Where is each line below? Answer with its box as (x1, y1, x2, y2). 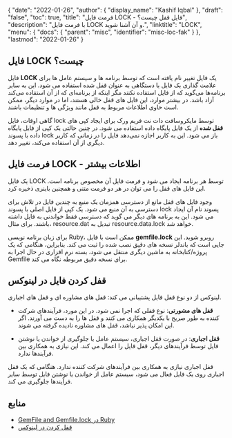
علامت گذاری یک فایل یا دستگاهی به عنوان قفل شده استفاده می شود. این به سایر (8, 81, 217, 89)
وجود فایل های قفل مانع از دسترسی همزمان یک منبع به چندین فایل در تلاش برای (8, 197, 213, 206)
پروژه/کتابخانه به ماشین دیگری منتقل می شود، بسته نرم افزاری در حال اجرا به (8, 247, 208, 256)
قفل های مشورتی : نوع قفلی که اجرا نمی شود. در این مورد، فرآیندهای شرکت (17, 307, 213, 315)
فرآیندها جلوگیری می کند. (8, 377, 72, 385)
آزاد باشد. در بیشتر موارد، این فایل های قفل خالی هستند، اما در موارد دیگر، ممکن (8, 95, 215, 104)
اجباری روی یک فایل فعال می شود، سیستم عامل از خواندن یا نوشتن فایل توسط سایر (8, 370, 224, 379)
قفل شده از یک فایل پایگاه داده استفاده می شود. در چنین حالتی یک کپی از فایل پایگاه (8, 124, 224, 132)
